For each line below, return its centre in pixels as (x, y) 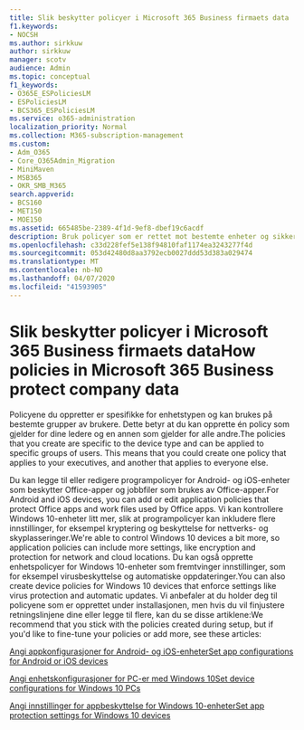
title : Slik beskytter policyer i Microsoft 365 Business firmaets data (149, 18)
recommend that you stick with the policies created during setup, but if (142, 624)
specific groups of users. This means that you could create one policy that (148, 452)
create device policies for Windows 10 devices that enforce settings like (143, 585)
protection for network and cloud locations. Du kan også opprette (131, 556)
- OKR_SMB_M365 (38, 186)
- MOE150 (26, 219)
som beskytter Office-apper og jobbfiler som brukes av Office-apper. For (144, 489)
